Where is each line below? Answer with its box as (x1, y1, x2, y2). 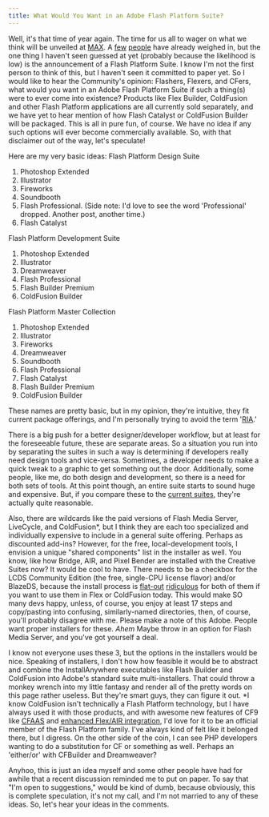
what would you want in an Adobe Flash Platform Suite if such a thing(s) (8, 85, 246, 94)
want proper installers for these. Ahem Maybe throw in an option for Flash (8, 623, 252, 633)
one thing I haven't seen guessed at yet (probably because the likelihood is (8, 50, 256, 60)
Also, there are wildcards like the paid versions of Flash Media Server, (8, 513, 239, 523)
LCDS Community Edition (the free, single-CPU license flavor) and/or (8, 573, 236, 583)
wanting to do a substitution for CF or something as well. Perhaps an (8, 741, 235, 751)
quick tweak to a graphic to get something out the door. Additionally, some (8, 463, 255, 473)
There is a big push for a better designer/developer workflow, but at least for (8, 430, 261, 439)
